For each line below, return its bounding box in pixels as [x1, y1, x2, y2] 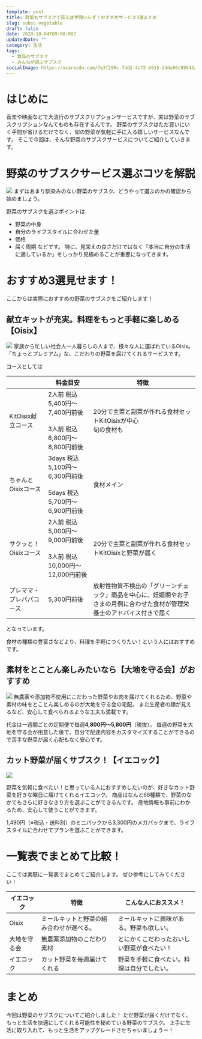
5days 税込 [47, 489, 80, 497]
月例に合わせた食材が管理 [111, 600, 184, 608]
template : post [6, 8, 44, 15]
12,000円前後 [47, 571, 88, 578]
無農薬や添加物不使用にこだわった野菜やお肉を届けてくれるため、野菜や [13, 693, 192, 700]
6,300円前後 [47, 472, 84, 480]
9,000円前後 [47, 536, 84, 544]
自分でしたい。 [129, 964, 173, 972]
